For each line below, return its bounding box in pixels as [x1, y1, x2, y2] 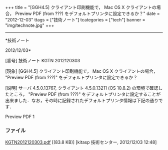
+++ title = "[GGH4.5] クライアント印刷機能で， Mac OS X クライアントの [5, 4, 156, 10]
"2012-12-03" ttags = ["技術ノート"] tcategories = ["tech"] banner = [5, 17, 145, 22]
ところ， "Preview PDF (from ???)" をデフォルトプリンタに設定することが [9, 91, 161, 97]
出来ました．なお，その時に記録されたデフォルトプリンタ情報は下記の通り [5, 98, 158, 103]
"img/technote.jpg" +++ [5, 22, 54, 28]
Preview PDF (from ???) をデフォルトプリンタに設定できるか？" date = [14, 10, 160, 16]
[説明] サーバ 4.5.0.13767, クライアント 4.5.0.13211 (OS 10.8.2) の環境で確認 [5, 85, 158, 91]
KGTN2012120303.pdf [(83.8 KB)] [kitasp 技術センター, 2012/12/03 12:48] [5, 139, 157, 146]
